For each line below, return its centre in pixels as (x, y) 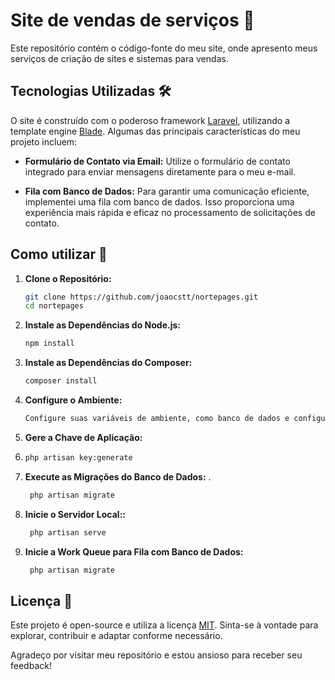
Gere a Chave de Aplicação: (83, 437)
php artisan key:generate (78, 457)
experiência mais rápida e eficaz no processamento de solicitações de (170, 212)
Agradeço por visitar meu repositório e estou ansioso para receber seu (156, 655)
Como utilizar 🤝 (59, 254)
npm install (49, 344)
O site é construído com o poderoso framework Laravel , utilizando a (150, 120)
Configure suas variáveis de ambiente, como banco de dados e (157, 419)
